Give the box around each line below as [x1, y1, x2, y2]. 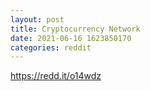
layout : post [10, 14, 65, 25]
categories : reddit [10, 42, 92, 53]
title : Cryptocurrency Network [10, 24, 141, 34]
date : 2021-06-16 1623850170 [10, 33, 132, 43]
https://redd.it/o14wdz [10, 70, 102, 82]
